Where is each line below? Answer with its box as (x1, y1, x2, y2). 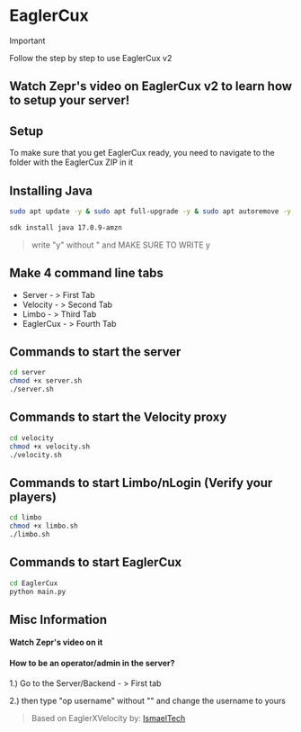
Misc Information (9, 611, 108, 627)
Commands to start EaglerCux (9, 555, 182, 570)
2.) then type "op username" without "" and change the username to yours (9, 695, 286, 706)
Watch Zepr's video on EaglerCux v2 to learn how (9, 78, 293, 95)
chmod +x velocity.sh (9, 442, 91, 451)
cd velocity (9, 433, 54, 442)
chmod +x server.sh (9, 376, 83, 385)
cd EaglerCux (9, 578, 58, 588)
